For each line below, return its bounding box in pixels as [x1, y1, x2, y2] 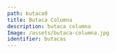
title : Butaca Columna [7, 17, 72, 23]
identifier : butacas [7, 36, 67, 43]
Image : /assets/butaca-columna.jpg [7, 29, 110, 36]
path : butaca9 [7, 10, 48, 17]
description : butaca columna [7, 23, 91, 30]
